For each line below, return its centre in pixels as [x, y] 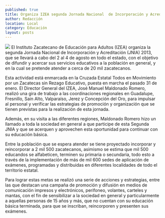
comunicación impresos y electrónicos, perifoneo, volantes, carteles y [76, 190]
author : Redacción [24, 19]
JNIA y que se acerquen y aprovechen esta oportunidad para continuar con [82, 129]
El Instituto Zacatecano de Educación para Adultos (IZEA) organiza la [81, 47]
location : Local [22, 23]
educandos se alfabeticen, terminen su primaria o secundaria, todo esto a [80, 154]
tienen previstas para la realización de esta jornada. [57, 109]
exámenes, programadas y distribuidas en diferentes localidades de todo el [81, 165]
